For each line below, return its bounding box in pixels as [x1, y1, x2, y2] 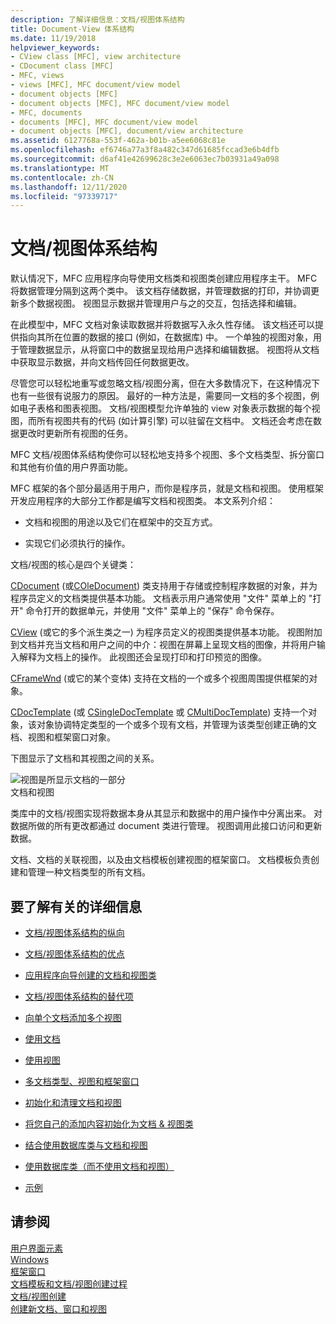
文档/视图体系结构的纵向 [24, 927, 125, 938]
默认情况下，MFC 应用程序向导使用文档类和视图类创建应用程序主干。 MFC [10, 272, 318, 285]
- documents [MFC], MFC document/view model [10, 117, 199, 127]
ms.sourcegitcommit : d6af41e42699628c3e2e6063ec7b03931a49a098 [10, 154, 280, 164]
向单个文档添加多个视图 [24, 1012, 122, 1023]
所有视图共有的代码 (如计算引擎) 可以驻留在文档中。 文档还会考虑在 [36, 415, 314, 427]
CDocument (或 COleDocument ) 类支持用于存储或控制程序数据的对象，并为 [10, 580, 318, 592]
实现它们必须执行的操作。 [24, 537, 131, 550]
